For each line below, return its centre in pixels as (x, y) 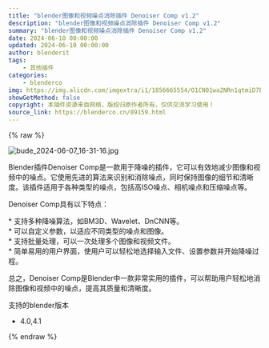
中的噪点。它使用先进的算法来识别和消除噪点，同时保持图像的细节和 (127, 177)
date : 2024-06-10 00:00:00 (53, 38)
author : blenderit (39, 53)
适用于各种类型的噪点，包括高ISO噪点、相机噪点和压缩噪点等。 (147, 187)
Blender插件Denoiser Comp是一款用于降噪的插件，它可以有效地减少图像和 (131, 167)
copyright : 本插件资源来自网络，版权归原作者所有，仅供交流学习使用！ (111, 105)
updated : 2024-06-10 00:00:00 (59, 46)
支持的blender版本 (39, 305)
